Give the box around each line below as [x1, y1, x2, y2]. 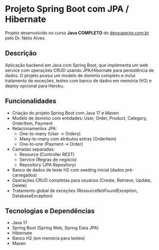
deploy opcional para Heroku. [5, 83, 65, 89]
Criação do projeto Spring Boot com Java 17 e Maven [12, 110, 119, 115]
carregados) [12, 172, 37, 178]
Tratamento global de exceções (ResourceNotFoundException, [12, 188, 138, 193]
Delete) [12, 182, 27, 188]
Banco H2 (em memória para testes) [12, 235, 85, 241]
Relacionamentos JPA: [12, 125, 57, 131]
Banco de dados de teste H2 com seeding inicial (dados [12, 167, 124, 173]
